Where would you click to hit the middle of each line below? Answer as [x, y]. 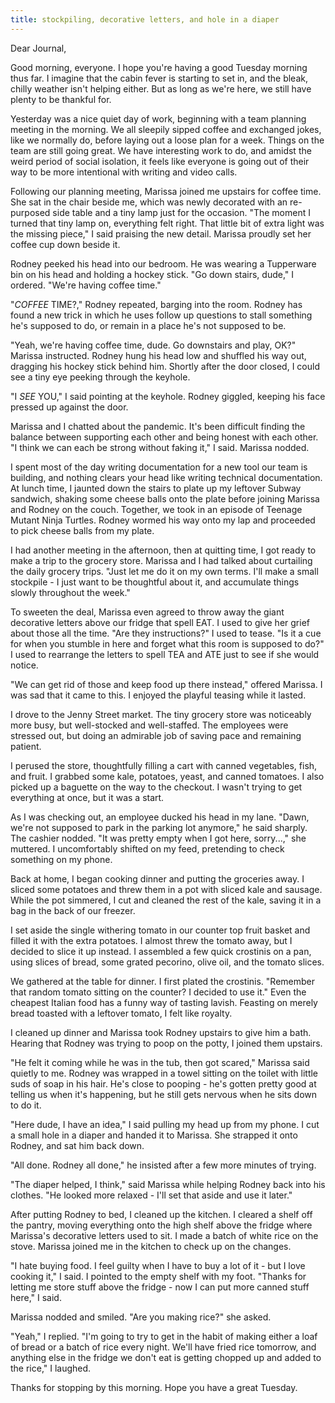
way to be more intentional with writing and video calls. [124, 172]
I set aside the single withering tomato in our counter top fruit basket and [160, 930]
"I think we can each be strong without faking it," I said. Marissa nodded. [160, 447]
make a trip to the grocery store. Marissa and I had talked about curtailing [161, 560]
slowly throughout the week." [70, 592]
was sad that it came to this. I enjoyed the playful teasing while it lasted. [158, 695]
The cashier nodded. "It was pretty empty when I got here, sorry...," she [158, 838]
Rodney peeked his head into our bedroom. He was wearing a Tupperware [163, 263]
